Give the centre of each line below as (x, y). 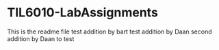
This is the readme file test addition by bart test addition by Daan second (109, 32)
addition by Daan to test (41, 38)
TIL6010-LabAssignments (83, 13)
